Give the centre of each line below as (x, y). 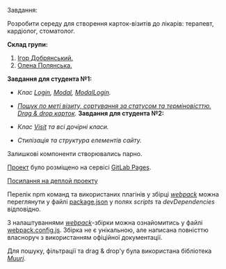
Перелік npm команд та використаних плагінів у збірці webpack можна (113, 194)
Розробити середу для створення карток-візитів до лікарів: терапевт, (111, 23)
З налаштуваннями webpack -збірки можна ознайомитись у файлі (105, 223)
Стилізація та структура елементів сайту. (80, 140)
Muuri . (17, 258)
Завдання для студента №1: (50, 79)
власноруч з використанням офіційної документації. (85, 237)
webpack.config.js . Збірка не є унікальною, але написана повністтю (108, 230)
